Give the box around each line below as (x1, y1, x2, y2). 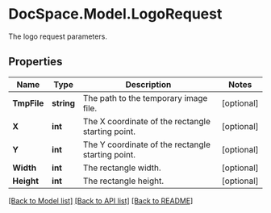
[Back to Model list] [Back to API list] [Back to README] (8, 195, 194, 206)
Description (125, 78, 172, 90)
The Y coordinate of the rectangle (82, 139, 211, 150)
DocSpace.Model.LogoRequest (8, 5, 223, 23)
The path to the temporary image (82, 92, 208, 103)
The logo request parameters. (8, 31, 107, 41)
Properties (8, 55, 63, 69)
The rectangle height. (82, 175, 165, 186)
